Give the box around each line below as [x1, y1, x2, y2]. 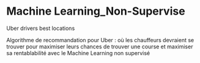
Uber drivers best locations [6, 24, 75, 32]
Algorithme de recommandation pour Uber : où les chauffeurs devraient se [6, 36, 194, 43]
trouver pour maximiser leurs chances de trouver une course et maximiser [6, 43, 193, 50]
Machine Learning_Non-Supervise [6, 4, 185, 18]
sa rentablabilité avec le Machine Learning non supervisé [6, 49, 150, 56]
